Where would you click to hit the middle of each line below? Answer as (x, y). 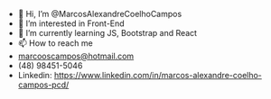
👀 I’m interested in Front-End (71, 23)
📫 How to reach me (55, 43)
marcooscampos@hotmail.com (76, 56)
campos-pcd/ (43, 85)
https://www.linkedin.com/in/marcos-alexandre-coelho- (158, 75)
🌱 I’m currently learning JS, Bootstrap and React (107, 33)
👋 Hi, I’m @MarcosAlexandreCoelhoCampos (100, 14)
